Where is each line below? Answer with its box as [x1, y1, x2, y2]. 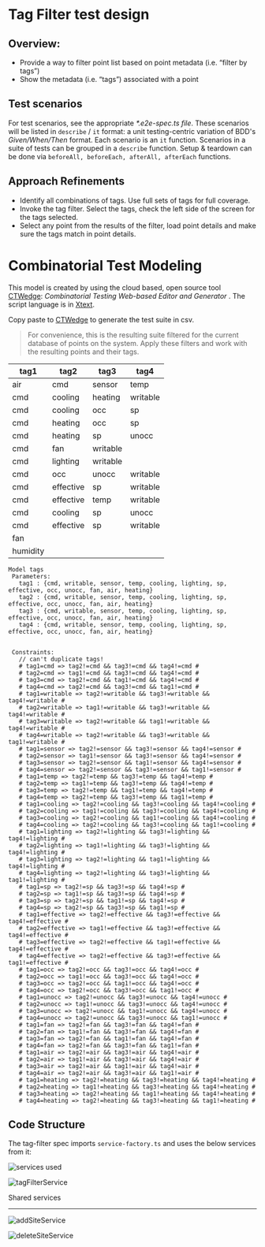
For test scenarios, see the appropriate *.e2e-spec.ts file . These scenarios [8, 118, 250, 128]
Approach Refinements [8, 175, 125, 188]
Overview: [8, 37, 61, 50]
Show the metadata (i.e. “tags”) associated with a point [19, 75, 199, 84]
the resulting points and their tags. [27, 347, 140, 356]
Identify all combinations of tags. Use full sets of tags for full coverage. [19, 195, 251, 205]
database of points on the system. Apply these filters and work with [27, 338, 248, 348]
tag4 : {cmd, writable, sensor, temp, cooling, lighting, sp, [18, 620, 227, 628]
